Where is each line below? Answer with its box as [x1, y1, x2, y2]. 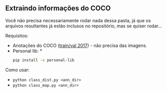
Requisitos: [5, 32, 29, 38]
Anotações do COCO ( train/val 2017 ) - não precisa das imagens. [12, 42, 147, 49]
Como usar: [5, 67, 30, 73]
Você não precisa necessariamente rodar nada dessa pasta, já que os [5, 17, 151, 23]
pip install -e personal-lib [12, 58, 75, 63]
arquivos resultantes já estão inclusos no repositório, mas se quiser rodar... [5, 23, 162, 29]
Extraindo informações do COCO [5, 4, 111, 13]
